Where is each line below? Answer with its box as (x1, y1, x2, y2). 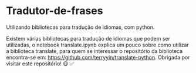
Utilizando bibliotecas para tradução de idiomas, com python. (6, 24, 155, 31)
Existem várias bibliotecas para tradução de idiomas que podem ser (6, 35, 171, 42)
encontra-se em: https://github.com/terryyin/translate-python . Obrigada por (6, 54, 190, 61)
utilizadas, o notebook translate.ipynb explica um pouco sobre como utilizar (6, 41, 189, 48)
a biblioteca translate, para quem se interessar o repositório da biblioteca (6, 47, 183, 54)
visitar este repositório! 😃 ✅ (6, 60, 75, 67)
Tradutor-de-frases (6, 4, 103, 18)
